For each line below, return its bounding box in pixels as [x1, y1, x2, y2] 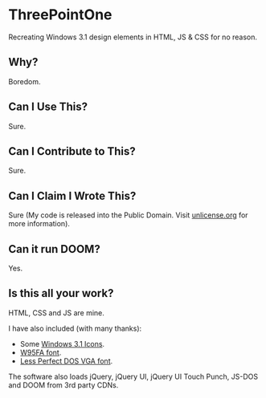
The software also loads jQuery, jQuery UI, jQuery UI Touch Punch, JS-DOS [8, 372, 259, 381]
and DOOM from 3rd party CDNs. [8, 380, 119, 390]
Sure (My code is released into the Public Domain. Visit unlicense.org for [8, 210, 248, 220]
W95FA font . [19, 347, 62, 357]
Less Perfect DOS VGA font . [19, 355, 113, 366]
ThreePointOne [8, 6, 113, 24]
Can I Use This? [8, 100, 88, 114]
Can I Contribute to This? [8, 144, 137, 158]
